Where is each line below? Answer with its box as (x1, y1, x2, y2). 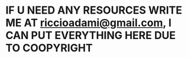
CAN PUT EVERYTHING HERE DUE (5, 29, 176, 42)
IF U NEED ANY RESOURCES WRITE (5, 4, 183, 17)
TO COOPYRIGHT (5, 41, 93, 55)
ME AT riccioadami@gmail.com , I (5, 16, 172, 30)
